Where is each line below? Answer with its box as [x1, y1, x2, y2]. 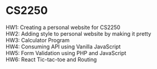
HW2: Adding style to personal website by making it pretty [5, 30, 152, 37]
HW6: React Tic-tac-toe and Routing [5, 56, 98, 63]
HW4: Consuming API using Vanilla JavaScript [5, 43, 121, 50]
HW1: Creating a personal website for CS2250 [5, 24, 121, 31]
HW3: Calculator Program [5, 36, 70, 44]
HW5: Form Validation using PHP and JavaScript [5, 49, 127, 56]
